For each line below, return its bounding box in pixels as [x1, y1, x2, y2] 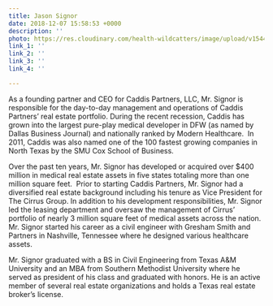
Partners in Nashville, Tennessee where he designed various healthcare [8, 231, 249, 240]
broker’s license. [8, 289, 63, 299]
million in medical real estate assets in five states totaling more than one [8, 170, 249, 179]
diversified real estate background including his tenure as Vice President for [8, 187, 262, 197]
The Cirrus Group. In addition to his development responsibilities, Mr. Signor [8, 196, 262, 205]
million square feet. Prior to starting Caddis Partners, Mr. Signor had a [8, 179, 244, 188]
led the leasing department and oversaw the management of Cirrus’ [8, 205, 236, 214]
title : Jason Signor [8, 11, 79, 20]
